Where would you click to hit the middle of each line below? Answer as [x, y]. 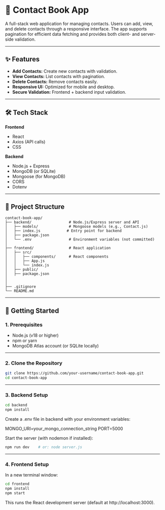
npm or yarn [25, 341]
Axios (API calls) [29, 141]
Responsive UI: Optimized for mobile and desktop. [63, 87]
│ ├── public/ [22, 269]
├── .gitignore [21, 287]
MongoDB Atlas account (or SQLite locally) [55, 346]
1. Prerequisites [24, 324]
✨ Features [22, 59]
